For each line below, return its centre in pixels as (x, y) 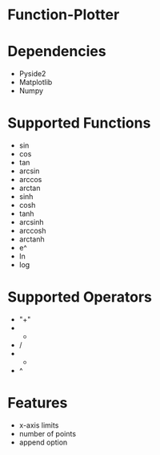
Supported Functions (79, 123)
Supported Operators (80, 297)
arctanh (32, 239)
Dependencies (57, 52)
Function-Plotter (64, 15)
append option (43, 442)
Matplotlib (36, 83)
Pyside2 (32, 74)
